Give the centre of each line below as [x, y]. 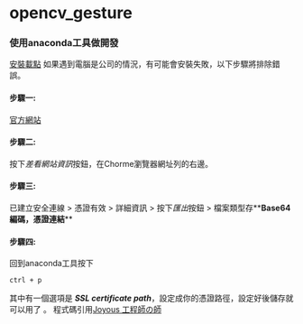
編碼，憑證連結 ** [41, 219]
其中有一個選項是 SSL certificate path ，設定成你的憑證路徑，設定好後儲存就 [151, 298]
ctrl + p [26, 281]
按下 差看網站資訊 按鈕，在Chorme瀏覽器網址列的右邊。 [111, 163]
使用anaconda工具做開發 [64, 43]
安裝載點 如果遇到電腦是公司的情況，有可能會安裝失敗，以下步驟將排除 [141, 64]
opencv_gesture [71, 13]
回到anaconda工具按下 [52, 264]
